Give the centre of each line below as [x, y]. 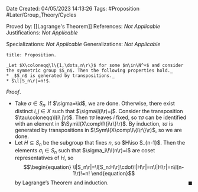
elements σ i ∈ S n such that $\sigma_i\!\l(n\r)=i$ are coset [85, 151]
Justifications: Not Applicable [42, 33]
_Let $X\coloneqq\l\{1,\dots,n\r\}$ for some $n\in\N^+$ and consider [95, 65]
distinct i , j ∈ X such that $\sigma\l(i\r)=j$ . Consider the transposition [99, 111]
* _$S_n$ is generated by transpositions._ [61, 76]
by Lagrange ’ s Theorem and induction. [62, 183]
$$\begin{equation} [47, 167]
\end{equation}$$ [113, 174]
